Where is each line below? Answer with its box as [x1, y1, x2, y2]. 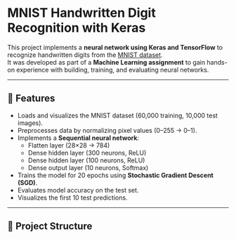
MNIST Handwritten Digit [7, 5, 156, 21]
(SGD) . [17, 178, 38, 187]
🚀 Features [7, 93, 55, 105]
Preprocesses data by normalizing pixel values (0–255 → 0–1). [17, 126, 197, 134]
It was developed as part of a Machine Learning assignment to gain [7, 58, 206, 66]
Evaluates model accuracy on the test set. [17, 186, 139, 194]
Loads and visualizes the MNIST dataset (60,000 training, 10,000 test [17, 111, 218, 119]
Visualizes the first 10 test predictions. [17, 193, 128, 202]
